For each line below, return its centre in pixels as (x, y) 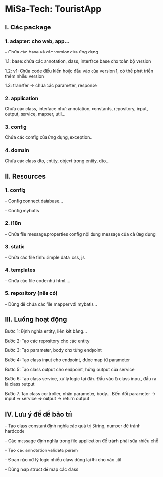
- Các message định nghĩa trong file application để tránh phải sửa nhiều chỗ (82, 441)
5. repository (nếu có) (31, 293)
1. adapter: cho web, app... (37, 41)
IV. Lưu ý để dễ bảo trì (39, 414)
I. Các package (28, 27)
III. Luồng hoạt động (36, 320)
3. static (15, 246)
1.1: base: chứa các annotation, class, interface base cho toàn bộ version (78, 61)
